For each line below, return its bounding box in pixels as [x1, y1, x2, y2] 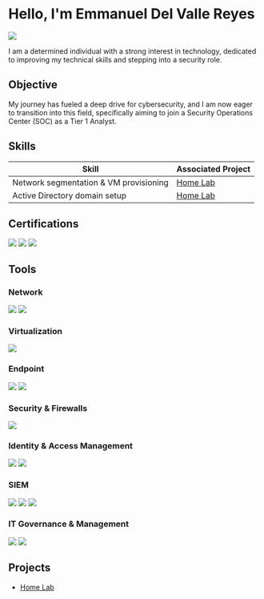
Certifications [8, 217, 79, 231]
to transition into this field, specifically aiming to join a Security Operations [8, 107, 254, 117]
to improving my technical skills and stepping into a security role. [8, 54, 222, 64]
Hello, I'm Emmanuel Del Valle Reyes [8, 5, 255, 23]
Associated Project [176, 163, 250, 175]
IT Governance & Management [8, 518, 130, 529]
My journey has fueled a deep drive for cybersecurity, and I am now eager [8, 99, 254, 109]
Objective [8, 78, 58, 92]
